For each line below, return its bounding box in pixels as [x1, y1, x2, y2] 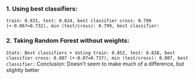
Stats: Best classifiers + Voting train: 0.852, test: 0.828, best [6, 50, 176, 56]
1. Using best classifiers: [6, 5, 78, 13]
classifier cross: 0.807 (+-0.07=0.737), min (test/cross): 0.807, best [6, 55, 189, 61]
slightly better [6, 66, 40, 73]
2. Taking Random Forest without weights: [6, 37, 130, 45]
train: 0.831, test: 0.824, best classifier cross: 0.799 [6, 18, 152, 24]
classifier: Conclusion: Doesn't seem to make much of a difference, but [6, 60, 185, 67]
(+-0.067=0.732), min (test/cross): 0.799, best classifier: [6, 23, 160, 29]
